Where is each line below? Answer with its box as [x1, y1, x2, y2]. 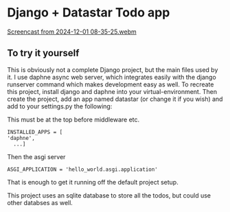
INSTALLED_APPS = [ [7, 128, 63, 135]
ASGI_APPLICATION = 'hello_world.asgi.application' [7, 166, 158, 173]
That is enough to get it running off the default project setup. [7, 178, 179, 186]
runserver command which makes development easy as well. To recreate [7, 80, 214, 89]
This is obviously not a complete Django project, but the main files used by [7, 65, 218, 73]
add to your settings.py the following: [7, 102, 113, 110]
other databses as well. [7, 198, 73, 207]
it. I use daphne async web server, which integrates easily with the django [7, 73, 216, 81]
